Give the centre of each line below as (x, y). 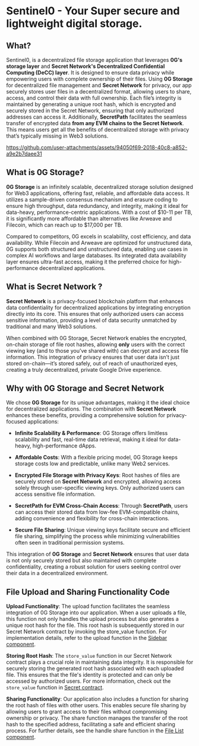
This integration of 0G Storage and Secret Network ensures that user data (97, 554)
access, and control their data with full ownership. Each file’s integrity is (94, 98)
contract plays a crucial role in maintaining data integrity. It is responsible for (100, 662)
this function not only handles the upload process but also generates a (93, 619)
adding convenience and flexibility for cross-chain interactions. (92, 518)
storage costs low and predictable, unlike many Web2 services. (92, 464)
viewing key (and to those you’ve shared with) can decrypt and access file (97, 350)
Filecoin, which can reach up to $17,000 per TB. (64, 225)
